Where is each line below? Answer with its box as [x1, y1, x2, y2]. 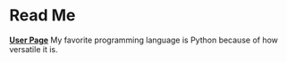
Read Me [9, 5, 76, 26]
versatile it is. [9, 43, 58, 54]
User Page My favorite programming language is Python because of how [9, 35, 279, 45]
